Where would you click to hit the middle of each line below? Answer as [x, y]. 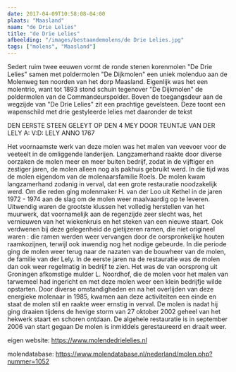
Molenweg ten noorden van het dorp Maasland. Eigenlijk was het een [108, 82]
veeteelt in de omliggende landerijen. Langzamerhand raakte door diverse [115, 154]
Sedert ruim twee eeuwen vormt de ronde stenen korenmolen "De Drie [110, 67]
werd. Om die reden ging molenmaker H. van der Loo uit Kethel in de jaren [115, 192]
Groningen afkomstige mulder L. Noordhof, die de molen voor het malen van [118, 274]
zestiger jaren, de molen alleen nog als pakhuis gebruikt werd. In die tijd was [118, 169]
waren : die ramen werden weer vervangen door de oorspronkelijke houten [116, 236]
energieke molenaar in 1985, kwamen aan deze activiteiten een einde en [112, 296]
